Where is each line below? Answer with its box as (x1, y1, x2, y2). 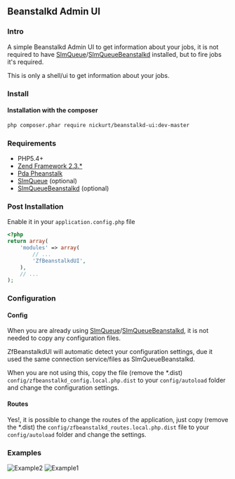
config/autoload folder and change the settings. (7, 430, 147, 438)
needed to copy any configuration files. (7, 334, 121, 343)
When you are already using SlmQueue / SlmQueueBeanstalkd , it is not (7, 327, 209, 335)
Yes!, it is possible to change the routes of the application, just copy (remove (7, 415, 229, 424)
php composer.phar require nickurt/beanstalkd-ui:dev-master (7, 122, 190, 129)
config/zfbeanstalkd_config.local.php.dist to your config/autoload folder (7, 376, 226, 385)
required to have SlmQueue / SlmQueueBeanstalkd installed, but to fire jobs (7, 50, 222, 58)
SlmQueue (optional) (17, 176, 77, 185)
